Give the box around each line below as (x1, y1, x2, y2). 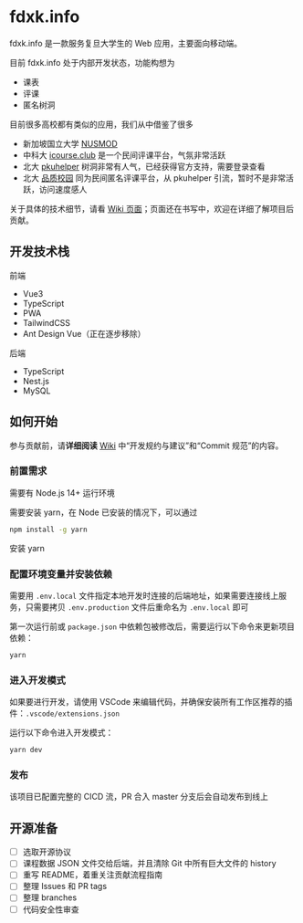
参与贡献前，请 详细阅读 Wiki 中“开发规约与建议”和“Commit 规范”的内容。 (9, 440, 284, 451)
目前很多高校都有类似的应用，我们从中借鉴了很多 (9, 119, 193, 130)
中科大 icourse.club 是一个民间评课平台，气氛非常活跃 (22, 149, 226, 161)
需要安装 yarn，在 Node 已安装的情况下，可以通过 (9, 507, 198, 518)
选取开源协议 (22, 846, 71, 857)
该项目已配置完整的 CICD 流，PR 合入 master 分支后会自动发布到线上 (9, 792, 269, 802)
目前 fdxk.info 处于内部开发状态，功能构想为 (9, 57, 175, 68)
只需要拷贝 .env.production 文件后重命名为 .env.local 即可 (25, 602, 249, 613)
